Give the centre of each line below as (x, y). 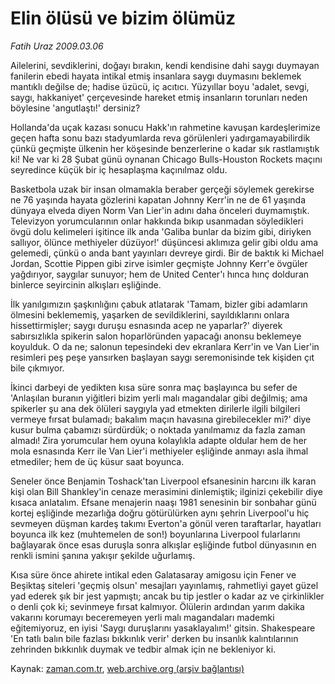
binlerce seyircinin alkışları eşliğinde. (86, 284)
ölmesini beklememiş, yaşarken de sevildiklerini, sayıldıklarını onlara (150, 314)
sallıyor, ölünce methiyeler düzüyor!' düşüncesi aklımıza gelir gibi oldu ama (164, 242)
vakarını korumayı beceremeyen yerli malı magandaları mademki (142, 617)
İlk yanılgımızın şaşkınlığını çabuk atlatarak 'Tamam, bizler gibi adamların (159, 304)
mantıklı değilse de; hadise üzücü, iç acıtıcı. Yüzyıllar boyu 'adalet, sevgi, (160, 86)
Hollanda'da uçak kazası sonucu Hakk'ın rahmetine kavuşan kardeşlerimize (165, 127)
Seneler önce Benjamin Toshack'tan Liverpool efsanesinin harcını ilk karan (163, 481)
